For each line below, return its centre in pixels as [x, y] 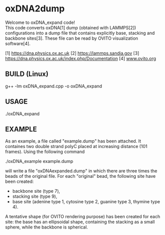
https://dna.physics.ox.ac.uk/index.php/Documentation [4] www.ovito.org [81, 58]
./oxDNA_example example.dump [39, 161]
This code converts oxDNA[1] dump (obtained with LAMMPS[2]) [71, 27]
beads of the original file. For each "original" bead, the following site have [80, 176]
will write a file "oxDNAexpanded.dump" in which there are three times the [81, 171]
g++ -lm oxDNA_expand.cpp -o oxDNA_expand [54, 86]
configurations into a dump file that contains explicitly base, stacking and [80, 33]
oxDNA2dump [35, 9]
